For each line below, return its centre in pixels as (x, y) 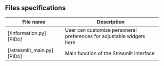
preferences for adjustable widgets (105, 36)
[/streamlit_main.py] (31, 50)
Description (111, 22)
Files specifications (35, 8)
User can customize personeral (101, 30)
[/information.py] (27, 33)
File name (34, 22)
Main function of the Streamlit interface (110, 53)
